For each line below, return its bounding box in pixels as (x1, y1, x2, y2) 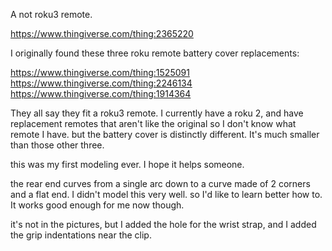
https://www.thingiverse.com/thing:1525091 (10, 67, 190, 78)
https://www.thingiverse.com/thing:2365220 (10, 28, 194, 39)
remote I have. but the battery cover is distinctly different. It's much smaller (10, 129, 320, 140)
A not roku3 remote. (10, 9, 93, 20)
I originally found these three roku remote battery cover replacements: (10, 47, 300, 59)
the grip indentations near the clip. (10, 229, 152, 241)
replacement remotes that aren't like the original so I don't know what (10, 118, 297, 129)
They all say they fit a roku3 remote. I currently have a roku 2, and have (10, 107, 304, 119)
